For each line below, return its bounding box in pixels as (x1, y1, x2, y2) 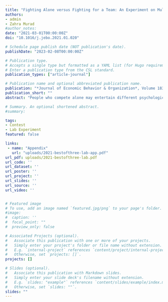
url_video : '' (5, 188, 35, 193)
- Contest (5, 122, 26, 128)
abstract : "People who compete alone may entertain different (5, 95, 137, 100)
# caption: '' (5, 215, 37, 220)
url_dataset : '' (5, 164, 39, 170)
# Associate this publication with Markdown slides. (5, 270, 122, 275)
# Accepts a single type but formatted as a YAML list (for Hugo (5, 63, 144, 68)
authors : (5, 12, 23, 17)
